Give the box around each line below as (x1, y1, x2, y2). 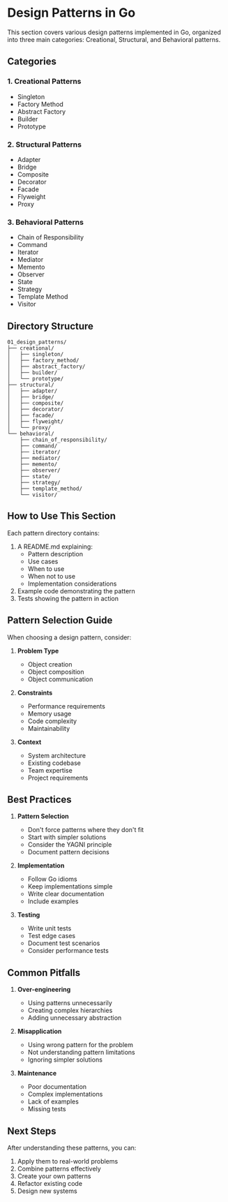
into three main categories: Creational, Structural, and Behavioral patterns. (7, 35, 221, 43)
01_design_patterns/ (7, 339, 68, 346)
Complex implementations (27, 1090, 103, 1099)
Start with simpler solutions (27, 833, 107, 842)
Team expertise (27, 766, 73, 774)
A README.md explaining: (17, 542, 93, 551)
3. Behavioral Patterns (7, 217, 84, 227)
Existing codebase (27, 759, 82, 767)
